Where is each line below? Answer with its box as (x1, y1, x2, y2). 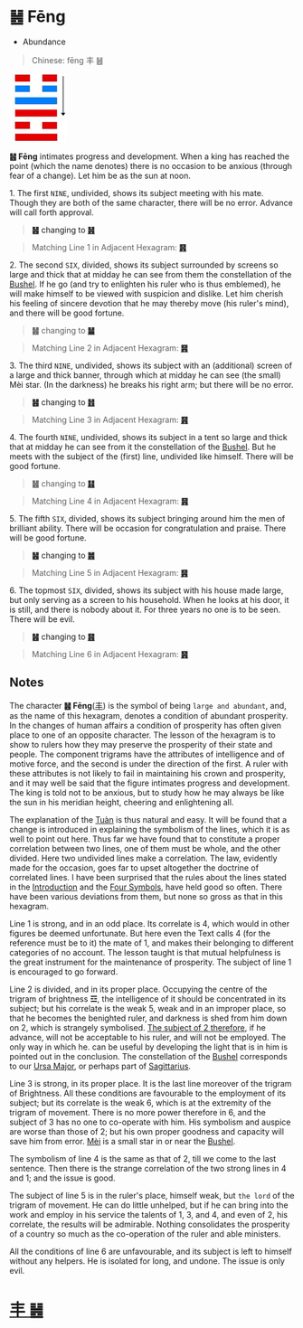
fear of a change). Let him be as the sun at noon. (9, 170, 192, 181)
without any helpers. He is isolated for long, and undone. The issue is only (9, 1255, 285, 1267)
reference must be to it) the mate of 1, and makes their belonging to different (9, 937, 294, 948)
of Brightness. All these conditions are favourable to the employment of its (9, 1088, 287, 1098)
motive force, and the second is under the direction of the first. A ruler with (9, 758, 289, 769)
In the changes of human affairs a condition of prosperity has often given (9, 720, 282, 730)
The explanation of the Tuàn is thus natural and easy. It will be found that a (9, 814, 288, 824)
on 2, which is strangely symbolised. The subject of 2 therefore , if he (9, 1022, 267, 1032)
